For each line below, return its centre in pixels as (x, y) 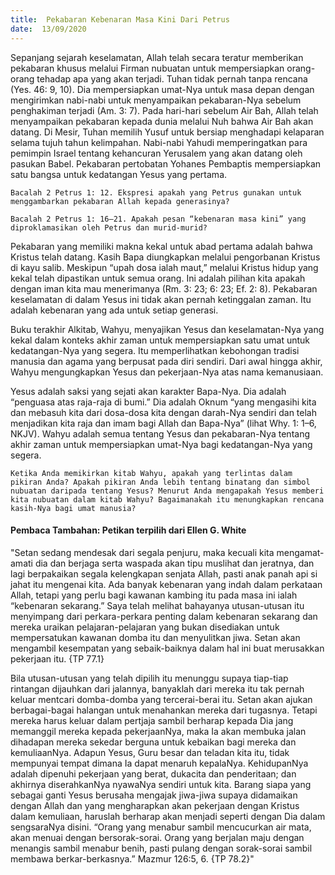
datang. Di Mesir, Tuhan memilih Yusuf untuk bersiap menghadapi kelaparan (167, 132)
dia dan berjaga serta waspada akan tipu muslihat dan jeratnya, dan (174, 563)
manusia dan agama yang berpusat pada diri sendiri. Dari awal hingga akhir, (166, 361)
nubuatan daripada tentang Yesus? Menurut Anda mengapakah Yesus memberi (167, 491)
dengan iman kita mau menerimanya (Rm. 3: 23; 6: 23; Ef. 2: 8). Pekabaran (164, 288)
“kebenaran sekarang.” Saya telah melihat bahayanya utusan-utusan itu (157, 605)
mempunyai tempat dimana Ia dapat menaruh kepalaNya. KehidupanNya (159, 763)
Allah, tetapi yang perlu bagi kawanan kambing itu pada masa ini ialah (154, 595)
